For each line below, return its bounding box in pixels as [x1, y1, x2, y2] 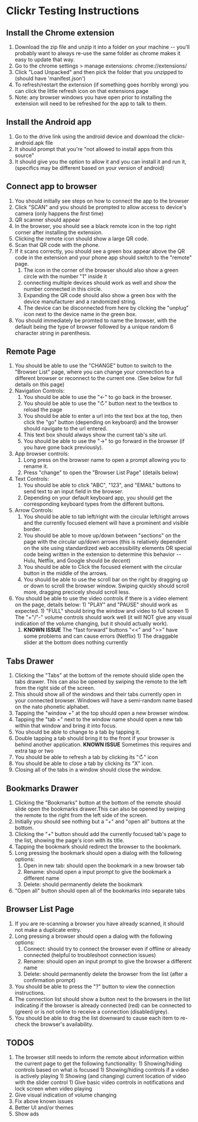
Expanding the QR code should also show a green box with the [23, 291, 177, 298]
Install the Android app [6, 117, 92, 127]
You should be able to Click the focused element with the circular [23, 564, 183, 571]
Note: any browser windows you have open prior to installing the [14, 94, 173, 101]
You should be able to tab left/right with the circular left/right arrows [23, 513, 189, 520]
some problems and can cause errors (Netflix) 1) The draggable [23, 632, 178, 640]
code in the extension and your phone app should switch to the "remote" [14, 253, 192, 261]
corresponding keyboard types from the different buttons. [23, 500, 164, 507]
